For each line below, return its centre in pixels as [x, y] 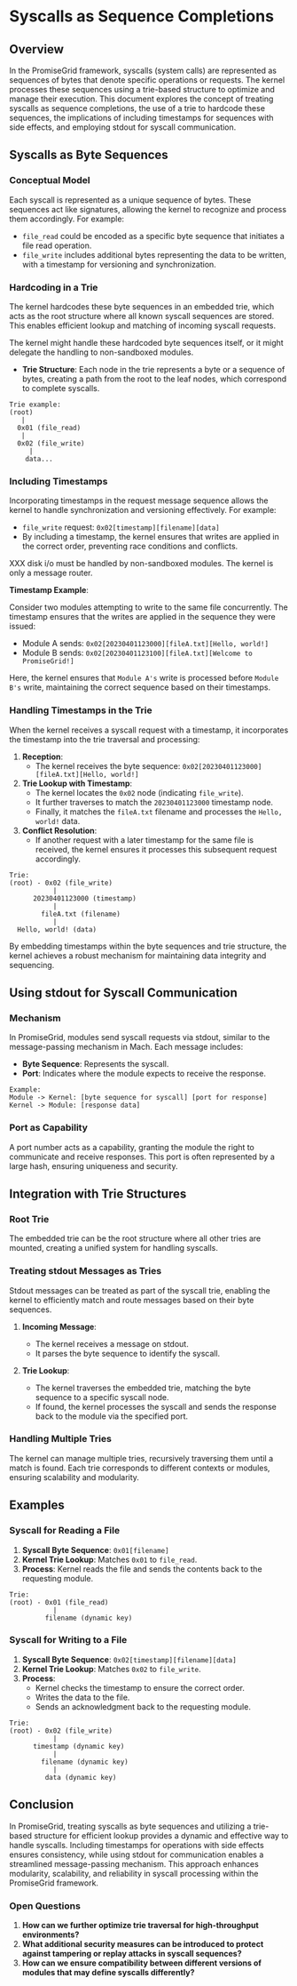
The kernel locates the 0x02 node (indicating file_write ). [139, 792]
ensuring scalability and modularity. [74, 1477]
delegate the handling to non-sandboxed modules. [102, 352]
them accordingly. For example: [67, 219]
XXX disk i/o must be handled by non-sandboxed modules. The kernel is [141, 564]
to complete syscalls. [61, 388]
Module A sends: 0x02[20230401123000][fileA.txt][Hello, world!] [145, 644]
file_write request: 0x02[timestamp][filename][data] [121, 527]
